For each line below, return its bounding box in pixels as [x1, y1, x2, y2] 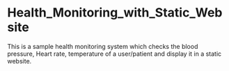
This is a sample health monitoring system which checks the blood [7, 42, 198, 50]
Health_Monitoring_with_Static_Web [7, 5, 223, 21]
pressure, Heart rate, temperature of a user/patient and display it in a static [7, 50, 222, 58]
